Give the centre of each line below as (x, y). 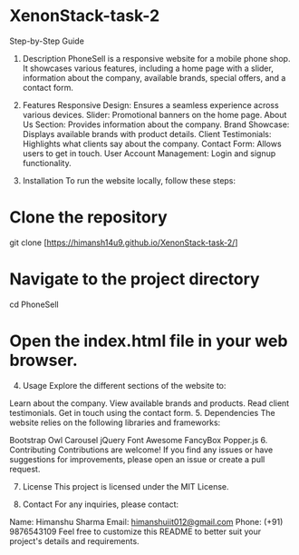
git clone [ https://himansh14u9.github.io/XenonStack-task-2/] (124, 243)
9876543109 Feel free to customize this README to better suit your (135, 531)
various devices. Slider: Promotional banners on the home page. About (154, 114)
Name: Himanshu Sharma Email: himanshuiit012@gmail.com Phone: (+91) (146, 521)
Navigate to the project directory (135, 279)
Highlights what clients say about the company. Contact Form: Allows (152, 144)
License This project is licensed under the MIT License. (125, 486)
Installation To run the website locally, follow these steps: (129, 180)
